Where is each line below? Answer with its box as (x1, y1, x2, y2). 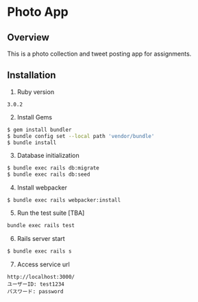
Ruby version (16, 87, 55, 96)
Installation (7, 69, 56, 81)
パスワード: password (7, 288, 64, 295)
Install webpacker (16, 183, 67, 192)
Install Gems (16, 113, 53, 121)
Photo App (7, 4, 69, 20)
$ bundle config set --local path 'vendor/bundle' (7, 132, 155, 139)
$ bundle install (7, 139, 57, 146)
